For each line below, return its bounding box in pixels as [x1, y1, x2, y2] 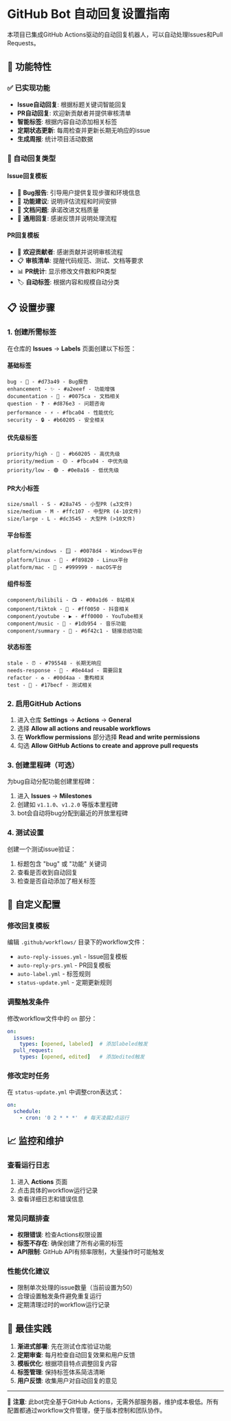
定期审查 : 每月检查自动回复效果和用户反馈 [16, 1351, 135, 1359]
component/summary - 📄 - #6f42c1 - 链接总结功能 [7, 627, 143, 635]
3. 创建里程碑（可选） [7, 760, 79, 770]
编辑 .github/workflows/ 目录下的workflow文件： [7, 938, 146, 946]
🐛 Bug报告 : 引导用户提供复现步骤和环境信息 [16, 188, 141, 197]
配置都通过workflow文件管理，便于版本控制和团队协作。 [7, 1407, 166, 1415]
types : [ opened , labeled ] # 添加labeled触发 [19, 1041, 148, 1048]
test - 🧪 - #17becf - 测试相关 [7, 681, 93, 688]
